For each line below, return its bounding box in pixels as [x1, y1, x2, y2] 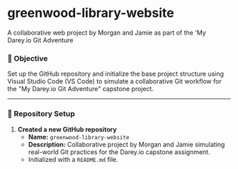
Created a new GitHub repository [17, 125, 117, 134]
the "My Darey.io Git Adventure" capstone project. [7, 85, 154, 93]
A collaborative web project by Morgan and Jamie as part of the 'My [7, 28, 207, 37]
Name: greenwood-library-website [28, 132, 130, 141]
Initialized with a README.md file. [28, 155, 118, 163]
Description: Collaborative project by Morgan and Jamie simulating [28, 140, 225, 148]
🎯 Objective [7, 53, 48, 63]
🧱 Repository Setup [7, 109, 76, 119]
